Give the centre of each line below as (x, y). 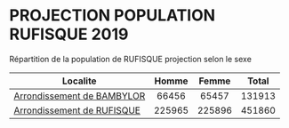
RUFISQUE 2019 (69, 34)
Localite (79, 81)
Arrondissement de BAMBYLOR (80, 96)
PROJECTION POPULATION (112, 16)
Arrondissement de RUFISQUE (77, 110)
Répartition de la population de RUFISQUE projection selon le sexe (130, 59)
